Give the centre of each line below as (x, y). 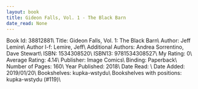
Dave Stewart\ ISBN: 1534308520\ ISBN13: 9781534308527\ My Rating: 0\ (99, 54)
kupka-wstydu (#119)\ (33, 79)
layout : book (23, 12)
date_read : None (27, 23)
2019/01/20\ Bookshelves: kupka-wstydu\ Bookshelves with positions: (94, 73)
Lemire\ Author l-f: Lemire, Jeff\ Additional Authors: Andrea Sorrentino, (95, 47)
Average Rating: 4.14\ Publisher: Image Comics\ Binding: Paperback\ (92, 60)
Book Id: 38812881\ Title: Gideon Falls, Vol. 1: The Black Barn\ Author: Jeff (98, 41)
